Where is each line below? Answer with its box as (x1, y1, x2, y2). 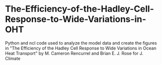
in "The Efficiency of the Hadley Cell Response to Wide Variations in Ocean (5, 45, 157, 51)
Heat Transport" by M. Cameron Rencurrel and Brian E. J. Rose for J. (5, 50, 143, 56)
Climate (5, 55, 21, 61)
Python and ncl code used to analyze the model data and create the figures (5, 40, 157, 46)
